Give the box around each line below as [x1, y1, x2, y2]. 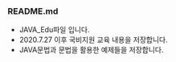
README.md [7, 6, 59, 17]
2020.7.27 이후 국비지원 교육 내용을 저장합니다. [18, 35, 168, 45]
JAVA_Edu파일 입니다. [18, 25, 90, 35]
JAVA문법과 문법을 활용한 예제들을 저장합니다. [18, 45, 164, 55]
